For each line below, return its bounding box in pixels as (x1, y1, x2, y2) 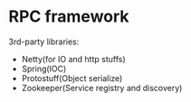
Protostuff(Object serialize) (21, 72, 123, 83)
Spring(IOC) (21, 63, 67, 74)
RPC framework (8, 6, 129, 27)
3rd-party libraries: (8, 36, 80, 47)
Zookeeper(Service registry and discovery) (21, 82, 183, 93)
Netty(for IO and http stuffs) (21, 53, 126, 64)
